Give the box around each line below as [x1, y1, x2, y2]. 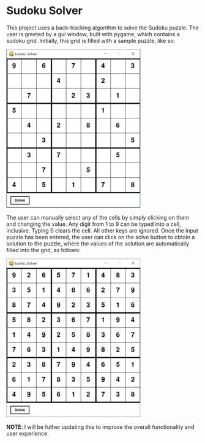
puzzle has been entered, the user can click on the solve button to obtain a [6, 233, 195, 241]
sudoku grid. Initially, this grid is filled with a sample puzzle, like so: [6, 37, 176, 44]
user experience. [6, 430, 49, 437]
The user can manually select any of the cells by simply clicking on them [6, 214, 190, 221]
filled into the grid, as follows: [6, 246, 81, 253]
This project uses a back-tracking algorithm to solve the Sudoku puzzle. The [6, 24, 199, 31]
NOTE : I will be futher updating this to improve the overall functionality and [6, 423, 195, 430]
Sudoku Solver [6, 4, 83, 18]
